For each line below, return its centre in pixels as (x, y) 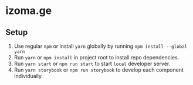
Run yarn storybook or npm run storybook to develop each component (99, 70)
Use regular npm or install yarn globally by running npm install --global (101, 46)
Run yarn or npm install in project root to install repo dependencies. (97, 57)
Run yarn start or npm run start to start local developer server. (92, 63)
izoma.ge (29, 11)
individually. (28, 76)
